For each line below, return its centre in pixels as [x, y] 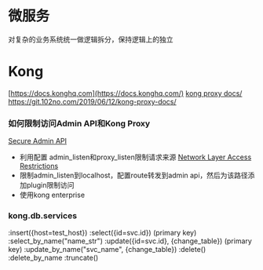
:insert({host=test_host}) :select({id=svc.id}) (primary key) [102, 233]
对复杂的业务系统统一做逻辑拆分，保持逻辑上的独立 [91, 39]
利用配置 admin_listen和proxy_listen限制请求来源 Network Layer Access [135, 157]
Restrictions [39, 166]
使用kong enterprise [52, 195]
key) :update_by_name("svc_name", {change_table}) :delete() [107, 250]
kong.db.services [42, 216]
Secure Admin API [38, 141]
